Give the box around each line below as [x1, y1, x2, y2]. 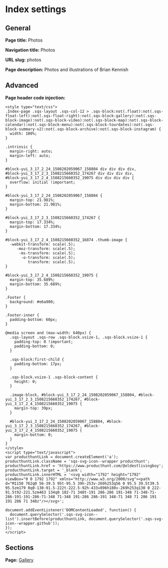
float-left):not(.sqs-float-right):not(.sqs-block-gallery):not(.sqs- [5, 113, 157, 118]
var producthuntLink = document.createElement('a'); [5, 454, 119, 459]
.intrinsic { [5, 144, 33, 149]
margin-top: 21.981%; [10, 197, 55, 202]
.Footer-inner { [5, 312, 39, 317]
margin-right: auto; [10, 148, 53, 154]
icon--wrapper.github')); [5, 520, 60, 526]
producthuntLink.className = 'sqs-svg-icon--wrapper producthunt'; [5, 459, 150, 464]
